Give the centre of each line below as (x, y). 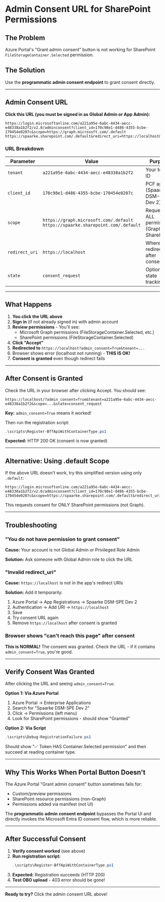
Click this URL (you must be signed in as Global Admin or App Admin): (78, 114)
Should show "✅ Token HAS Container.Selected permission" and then (76, 747)
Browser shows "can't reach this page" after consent (70, 636)
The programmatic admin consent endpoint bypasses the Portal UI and (78, 814)
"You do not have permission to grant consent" (63, 539)
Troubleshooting (31, 525)
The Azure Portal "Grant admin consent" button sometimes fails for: (74, 784)
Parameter (23, 161)
